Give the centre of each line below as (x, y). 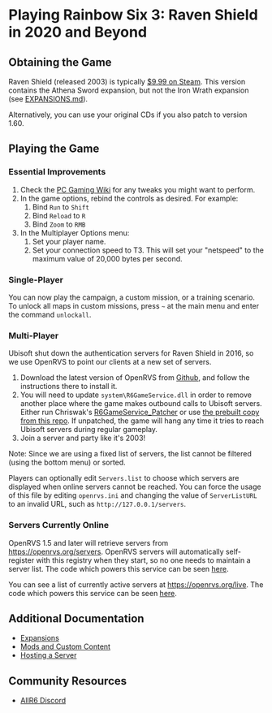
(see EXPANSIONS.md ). (48, 99)
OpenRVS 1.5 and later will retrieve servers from (89, 542)
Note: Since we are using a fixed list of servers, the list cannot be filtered (130, 454)
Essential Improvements (57, 172)
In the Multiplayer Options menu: (75, 232)
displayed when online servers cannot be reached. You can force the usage (135, 487)
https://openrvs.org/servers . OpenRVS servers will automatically (117, 551)
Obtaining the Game (60, 62)
